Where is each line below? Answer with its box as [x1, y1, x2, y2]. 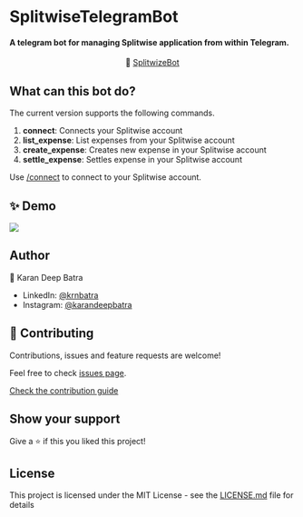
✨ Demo [9, 198, 56, 214]
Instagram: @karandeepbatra [22, 299, 132, 310]
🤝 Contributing [9, 325, 94, 342]
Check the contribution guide [9, 384, 119, 396]
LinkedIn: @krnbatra [22, 289, 99, 301]
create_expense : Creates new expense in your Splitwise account [22, 144, 268, 155]
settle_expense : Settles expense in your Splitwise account [22, 154, 243, 165]
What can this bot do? [9, 84, 136, 99]
